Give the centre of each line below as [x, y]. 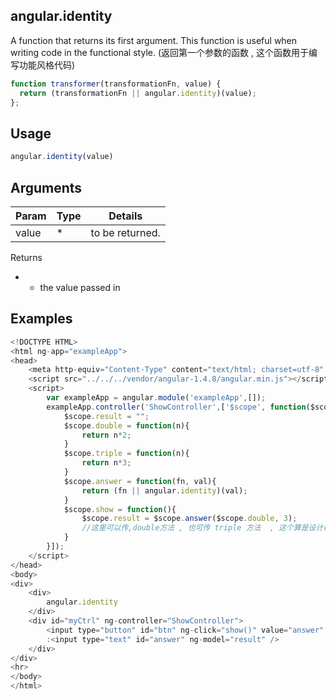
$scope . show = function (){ [120, 509]
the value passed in [80, 287]
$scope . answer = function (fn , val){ [140, 481]
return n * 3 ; [106, 463]
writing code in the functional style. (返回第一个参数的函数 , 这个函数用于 [159, 52]
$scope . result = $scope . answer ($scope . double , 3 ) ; [189, 519]
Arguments [46, 187]
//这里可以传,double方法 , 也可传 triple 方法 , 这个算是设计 [202, 528]
